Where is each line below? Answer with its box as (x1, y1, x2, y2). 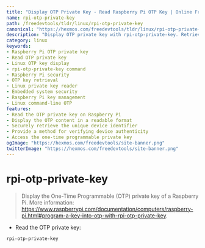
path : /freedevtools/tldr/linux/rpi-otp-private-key (6, 20, 143, 26)
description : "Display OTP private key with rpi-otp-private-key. (6, 32, 179, 38)
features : (6, 105, 32, 112)
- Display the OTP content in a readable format (6, 117, 132, 123)
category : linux (6, 37, 48, 43)
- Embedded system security (6, 89, 78, 95)
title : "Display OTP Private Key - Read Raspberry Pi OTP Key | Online (6, 9, 192, 15)
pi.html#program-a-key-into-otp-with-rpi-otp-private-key (21, 212, 167, 219)
